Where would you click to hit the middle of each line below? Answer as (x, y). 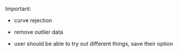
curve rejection (33, 20)
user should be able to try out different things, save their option (93, 44)
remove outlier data (38, 32)
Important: (18, 9)
